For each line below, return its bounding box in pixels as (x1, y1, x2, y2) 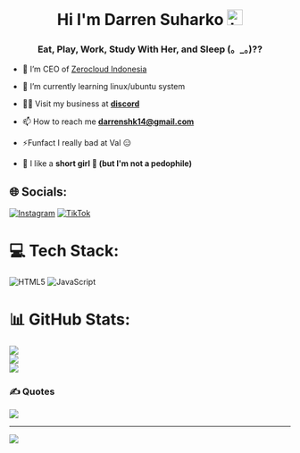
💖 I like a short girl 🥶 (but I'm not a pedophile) (21, 158, 193, 169)
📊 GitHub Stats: (9, 309, 131, 330)
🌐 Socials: (9, 184, 68, 199)
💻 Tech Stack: (9, 241, 120, 261)
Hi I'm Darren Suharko (56, 10, 224, 30)
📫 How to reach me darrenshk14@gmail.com (21, 116, 195, 127)
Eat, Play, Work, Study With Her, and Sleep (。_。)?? (37, 43, 263, 55)
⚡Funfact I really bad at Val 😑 (21, 138, 132, 148)
